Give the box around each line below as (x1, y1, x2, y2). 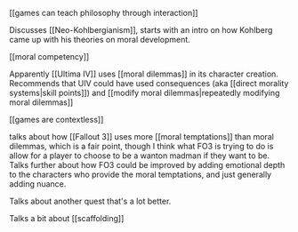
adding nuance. (9, 179, 67, 189)
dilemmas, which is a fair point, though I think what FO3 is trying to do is (9, 141, 274, 151)
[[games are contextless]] (9, 115, 104, 124)
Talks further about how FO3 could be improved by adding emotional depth (9, 160, 286, 170)
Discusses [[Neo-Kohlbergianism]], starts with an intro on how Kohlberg (9, 25, 273, 35)
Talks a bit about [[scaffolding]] (9, 213, 125, 223)
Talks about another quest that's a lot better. (9, 196, 172, 206)
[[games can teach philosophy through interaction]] (9, 8, 198, 18)
